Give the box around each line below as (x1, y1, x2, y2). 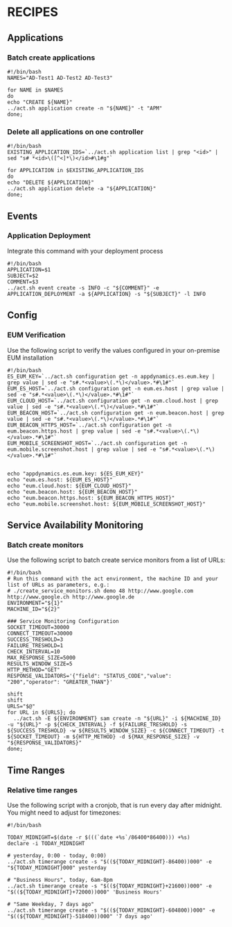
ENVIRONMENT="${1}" (7, 600, 64, 607)
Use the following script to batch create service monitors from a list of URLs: (7, 556, 226, 565)
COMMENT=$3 (7, 278, 39, 285)
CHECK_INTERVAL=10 (7, 649, 60, 655)
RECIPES (7, 4, 59, 20)
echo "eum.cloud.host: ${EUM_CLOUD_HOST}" (7, 482, 132, 490)
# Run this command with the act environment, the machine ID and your (7, 576, 218, 583)
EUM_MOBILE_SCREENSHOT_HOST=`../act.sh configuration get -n (7, 440, 188, 446)
